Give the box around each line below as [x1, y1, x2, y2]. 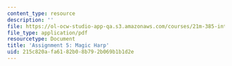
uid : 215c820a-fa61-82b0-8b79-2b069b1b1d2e [7, 49, 135, 56]
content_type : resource [7, 10, 76, 17]
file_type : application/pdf [7, 29, 88, 36]
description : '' [7, 16, 54, 23]
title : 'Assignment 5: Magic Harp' [7, 42, 110, 49]
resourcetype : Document [7, 36, 76, 43]
